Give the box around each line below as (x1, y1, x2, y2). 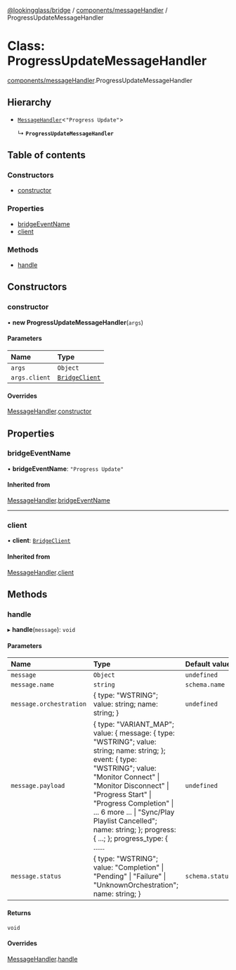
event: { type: (93, 755, 137, 765)
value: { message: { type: (93, 728, 176, 738)
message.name (11, 681, 55, 689)
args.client (11, 373, 51, 382)
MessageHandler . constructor (7, 407, 92, 415)
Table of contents (7, 149, 86, 161)
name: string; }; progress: (93, 825, 176, 835)
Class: (7, 38, 46, 54)
